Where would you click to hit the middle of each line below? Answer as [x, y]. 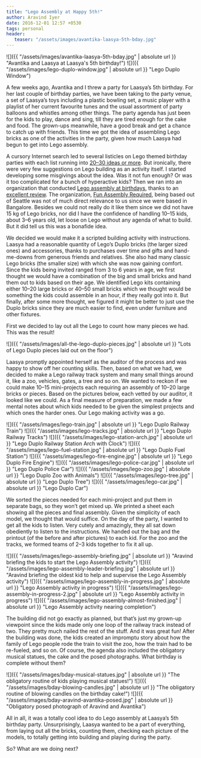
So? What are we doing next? [42, 749]
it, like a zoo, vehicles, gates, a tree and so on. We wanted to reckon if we [97, 381]
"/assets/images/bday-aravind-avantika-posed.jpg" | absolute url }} [90, 700]
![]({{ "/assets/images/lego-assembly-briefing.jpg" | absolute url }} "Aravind [100, 556]
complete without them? [36, 663]
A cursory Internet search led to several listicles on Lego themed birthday [97, 156]
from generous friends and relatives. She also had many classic [112, 257]
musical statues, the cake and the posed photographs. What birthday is [94, 656]
